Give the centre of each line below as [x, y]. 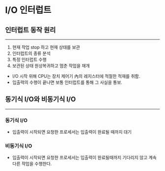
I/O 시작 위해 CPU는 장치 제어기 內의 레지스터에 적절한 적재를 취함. [76, 76]
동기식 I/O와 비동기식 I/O [41, 99]
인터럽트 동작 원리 [30, 30]
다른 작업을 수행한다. [32, 164]
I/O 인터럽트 [28, 10]
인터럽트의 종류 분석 [31, 53]
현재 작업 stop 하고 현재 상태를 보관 [46, 47]
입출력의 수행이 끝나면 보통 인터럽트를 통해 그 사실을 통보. [67, 82]
